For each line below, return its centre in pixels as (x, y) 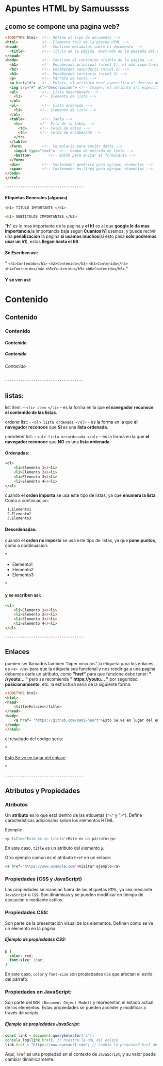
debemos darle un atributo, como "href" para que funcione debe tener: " (78, 674)
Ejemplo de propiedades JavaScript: (43, 1024)
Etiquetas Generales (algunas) (36, 197)
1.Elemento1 (19, 509)
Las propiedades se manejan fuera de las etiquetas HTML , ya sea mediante (79, 890)
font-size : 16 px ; (27, 960)
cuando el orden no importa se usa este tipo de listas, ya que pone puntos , (81, 540)
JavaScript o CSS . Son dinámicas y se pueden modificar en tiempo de (74, 895)
